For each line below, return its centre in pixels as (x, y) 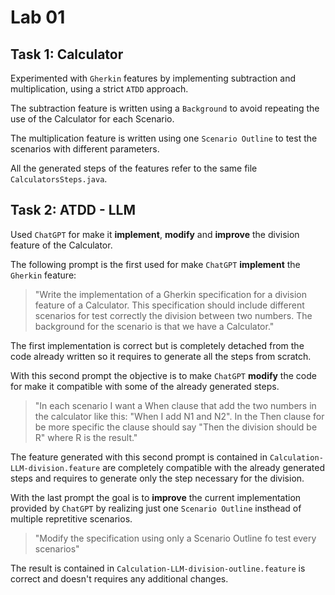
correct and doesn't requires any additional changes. (119, 578)
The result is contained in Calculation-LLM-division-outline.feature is (158, 568)
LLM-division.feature (55, 468)
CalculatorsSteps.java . (59, 179)
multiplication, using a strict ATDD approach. (99, 89)
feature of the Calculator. (61, 245)
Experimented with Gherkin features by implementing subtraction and (153, 78)
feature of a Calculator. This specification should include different (169, 305)
